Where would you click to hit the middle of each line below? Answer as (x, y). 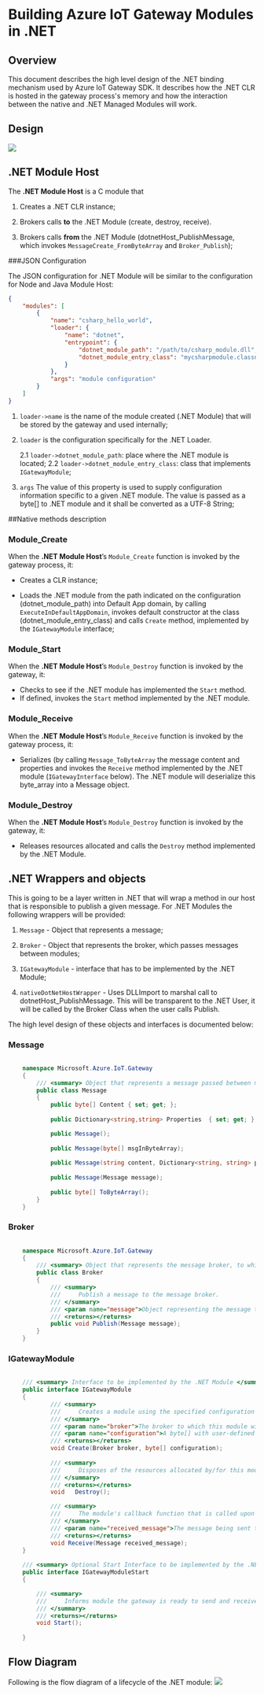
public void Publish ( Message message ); (115, 1324)
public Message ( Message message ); (106, 1178)
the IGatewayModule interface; (67, 629)
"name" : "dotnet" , (94, 335)
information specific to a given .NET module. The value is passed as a (132, 495)
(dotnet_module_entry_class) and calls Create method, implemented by (134, 620)
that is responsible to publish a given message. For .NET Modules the (120, 906)
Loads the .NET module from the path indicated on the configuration (130, 595)
